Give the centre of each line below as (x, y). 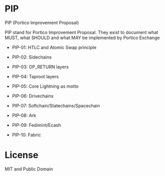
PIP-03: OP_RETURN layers (40, 67)
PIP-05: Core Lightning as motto (45, 86)
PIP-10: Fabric (26, 135)
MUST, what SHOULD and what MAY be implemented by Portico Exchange (82, 38)
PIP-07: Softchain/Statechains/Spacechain (56, 105)
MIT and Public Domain (29, 169)
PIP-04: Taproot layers (35, 76)
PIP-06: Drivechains (33, 96)
